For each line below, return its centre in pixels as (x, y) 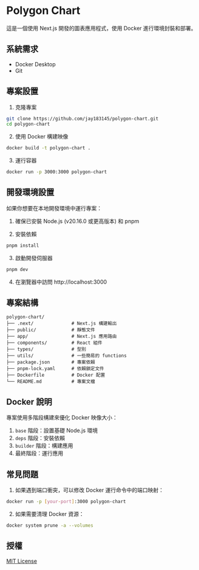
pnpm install (23, 246)
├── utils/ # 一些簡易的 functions (67, 356)
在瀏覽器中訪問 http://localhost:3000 (61, 282)
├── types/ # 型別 (46, 349)
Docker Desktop (35, 64)
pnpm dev (17, 269)
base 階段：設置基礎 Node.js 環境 (56, 431)
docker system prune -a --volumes (50, 525)
